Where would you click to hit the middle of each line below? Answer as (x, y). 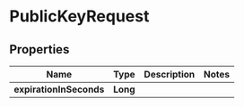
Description (170, 74)
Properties (39, 49)
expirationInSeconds (59, 89)
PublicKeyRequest (79, 16)
